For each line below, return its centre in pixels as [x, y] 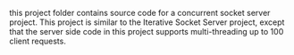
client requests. [38, 41]
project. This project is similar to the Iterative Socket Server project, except [147, 22]
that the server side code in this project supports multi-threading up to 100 [147, 31]
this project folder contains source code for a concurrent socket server [140, 13]
